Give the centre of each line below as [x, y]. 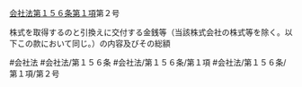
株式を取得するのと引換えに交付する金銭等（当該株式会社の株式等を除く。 [147, 32]
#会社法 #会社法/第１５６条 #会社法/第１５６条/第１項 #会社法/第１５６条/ [148, 62]
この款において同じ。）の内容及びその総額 [93, 43]
